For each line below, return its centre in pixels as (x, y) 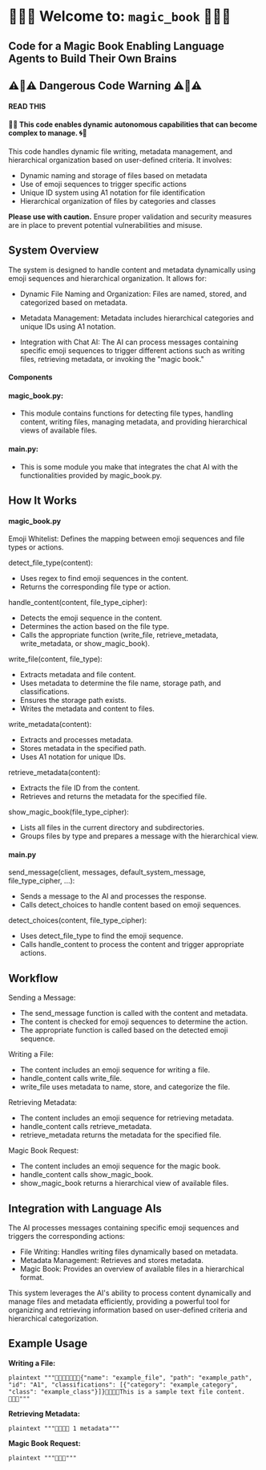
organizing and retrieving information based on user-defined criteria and (128, 1310)
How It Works (43, 500)
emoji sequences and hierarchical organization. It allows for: (107, 278)
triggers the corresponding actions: (67, 1236)
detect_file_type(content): (51, 563)
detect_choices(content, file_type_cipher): (78, 920)
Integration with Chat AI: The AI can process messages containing (129, 342)
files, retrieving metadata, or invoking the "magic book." (112, 359)
